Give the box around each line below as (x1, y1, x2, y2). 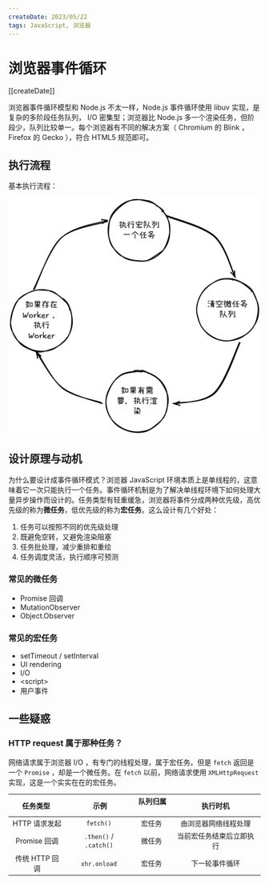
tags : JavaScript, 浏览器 (8, 21, 91, 30)
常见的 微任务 (8, 574, 58, 585)
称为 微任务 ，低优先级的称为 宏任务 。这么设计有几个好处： (29, 505, 219, 514)
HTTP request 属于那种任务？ (8, 738, 123, 749)
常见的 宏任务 (8, 632, 58, 643)
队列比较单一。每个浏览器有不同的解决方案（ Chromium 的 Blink (29, 122, 240, 132)
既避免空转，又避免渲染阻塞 (19, 532, 112, 542)
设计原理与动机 (8, 452, 82, 466)
